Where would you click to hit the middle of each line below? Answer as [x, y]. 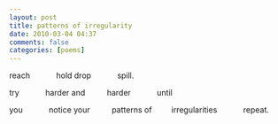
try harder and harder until [91, 93]
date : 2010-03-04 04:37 [53, 34]
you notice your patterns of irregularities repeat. [139, 110]
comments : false [39, 42]
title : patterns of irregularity [71, 26]
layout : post [33, 17]
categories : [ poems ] [47, 50]
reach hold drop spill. [72, 75]
